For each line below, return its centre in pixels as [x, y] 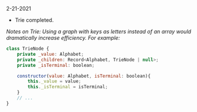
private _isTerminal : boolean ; [56, 65]
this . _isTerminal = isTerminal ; [68, 87]
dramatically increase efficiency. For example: [63, 38]
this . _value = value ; [55, 81]
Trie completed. [34, 20]
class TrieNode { [28, 49]
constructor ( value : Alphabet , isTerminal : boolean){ [84, 76]
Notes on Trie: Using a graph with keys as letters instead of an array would [99, 31]
